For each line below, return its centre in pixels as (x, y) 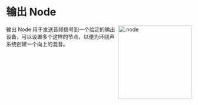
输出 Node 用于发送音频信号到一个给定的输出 (61, 29)
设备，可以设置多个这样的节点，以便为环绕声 (60, 36)
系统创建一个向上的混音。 (37, 44)
